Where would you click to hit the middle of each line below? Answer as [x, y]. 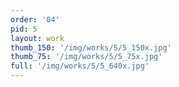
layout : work [37, 38]
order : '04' [35, 19]
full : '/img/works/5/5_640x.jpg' [80, 66]
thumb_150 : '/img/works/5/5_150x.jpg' [91, 47]
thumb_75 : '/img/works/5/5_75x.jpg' [86, 57]
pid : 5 [24, 29]
